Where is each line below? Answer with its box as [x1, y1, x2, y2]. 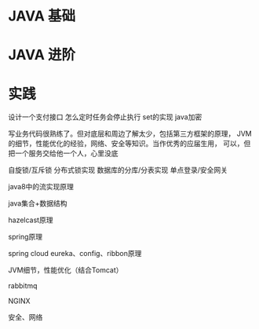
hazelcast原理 [8, 215, 53, 225]
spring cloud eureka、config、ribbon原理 [8, 249, 142, 258]
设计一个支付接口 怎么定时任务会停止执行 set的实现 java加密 [8, 112, 202, 122]
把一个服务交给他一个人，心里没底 [8, 148, 119, 158]
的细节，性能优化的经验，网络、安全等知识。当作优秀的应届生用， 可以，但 [8, 139, 251, 148]
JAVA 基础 [8, 7, 76, 25]
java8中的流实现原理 [8, 182, 75, 192]
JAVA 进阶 [8, 46, 76, 64]
